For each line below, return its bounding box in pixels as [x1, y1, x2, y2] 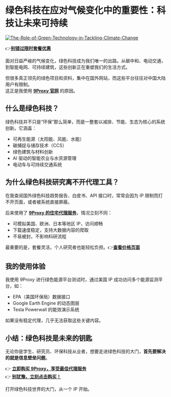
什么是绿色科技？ [5, 104, 59, 113]
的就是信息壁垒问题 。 [5, 355, 50, 361]
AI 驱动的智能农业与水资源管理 [12, 155, 77, 161]
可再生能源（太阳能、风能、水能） [12, 136, 84, 142]
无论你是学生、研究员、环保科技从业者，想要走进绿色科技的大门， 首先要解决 [5, 348, 166, 355]
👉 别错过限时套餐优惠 [5, 45, 51, 51]
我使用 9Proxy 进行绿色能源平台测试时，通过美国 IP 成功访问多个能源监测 [5, 276, 159, 283]
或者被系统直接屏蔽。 [27, 199, 72, 205]
